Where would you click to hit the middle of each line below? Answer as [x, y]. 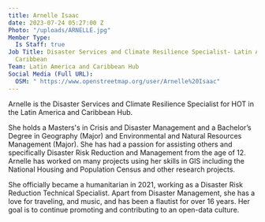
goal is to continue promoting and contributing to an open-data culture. [124, 209]
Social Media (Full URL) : [50, 74]
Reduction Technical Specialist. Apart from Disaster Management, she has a [132, 193]
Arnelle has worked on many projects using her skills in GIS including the [126, 161]
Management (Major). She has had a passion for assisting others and [120, 144]
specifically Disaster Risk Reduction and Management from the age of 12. [127, 152]
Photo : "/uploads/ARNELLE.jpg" [60, 30]
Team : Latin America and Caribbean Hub [74, 67]
